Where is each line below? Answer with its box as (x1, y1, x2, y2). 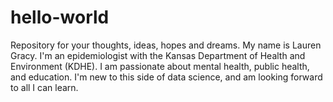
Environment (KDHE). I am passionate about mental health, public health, (10, 60, 310, 72)
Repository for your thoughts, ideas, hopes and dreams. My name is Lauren (10, 39, 322, 51)
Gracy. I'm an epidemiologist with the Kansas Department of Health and (10, 49, 306, 61)
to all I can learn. (10, 81, 79, 93)
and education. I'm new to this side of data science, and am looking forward (10, 71, 323, 83)
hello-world (10, 6, 110, 29)
